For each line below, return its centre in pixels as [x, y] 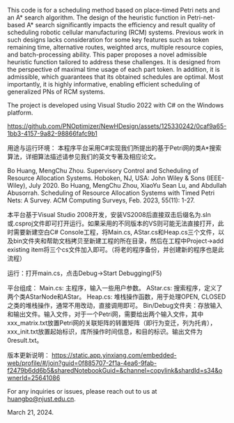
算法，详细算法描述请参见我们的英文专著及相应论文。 [84, 157]
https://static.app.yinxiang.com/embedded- [114, 355]
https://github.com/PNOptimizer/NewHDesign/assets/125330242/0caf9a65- [117, 126]
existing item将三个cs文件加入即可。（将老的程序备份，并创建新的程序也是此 [116, 250]
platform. [20, 112]
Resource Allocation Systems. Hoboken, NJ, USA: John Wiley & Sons [106, 178]
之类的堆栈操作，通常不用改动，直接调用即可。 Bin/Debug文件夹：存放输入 [115, 305]
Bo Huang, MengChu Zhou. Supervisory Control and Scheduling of [103, 171]
